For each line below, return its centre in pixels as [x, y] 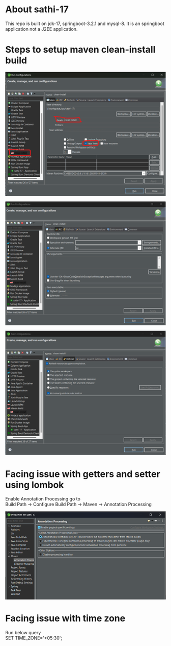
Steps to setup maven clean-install [80, 50]
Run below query [23, 632]
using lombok [35, 485]
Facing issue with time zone [65, 618]
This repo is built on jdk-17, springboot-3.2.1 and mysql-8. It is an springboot [85, 23]
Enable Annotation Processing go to [43, 499]
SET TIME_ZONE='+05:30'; [34, 638]
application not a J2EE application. [41, 29]
